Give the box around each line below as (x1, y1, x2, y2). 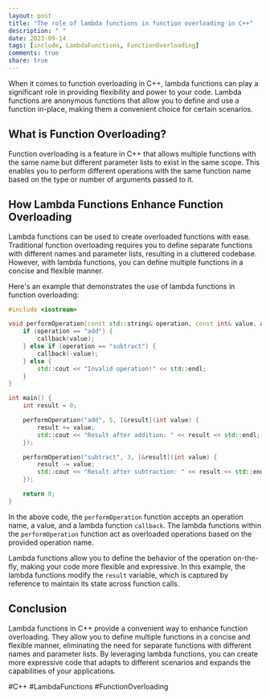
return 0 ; (22, 490, 56, 498)
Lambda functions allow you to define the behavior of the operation (8, 553, 231, 562)
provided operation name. (8, 538, 94, 547)
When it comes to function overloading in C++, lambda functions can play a (8, 78, 259, 88)
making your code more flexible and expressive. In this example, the (19, 562, 246, 571)
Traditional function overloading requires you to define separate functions (8, 240, 253, 250)
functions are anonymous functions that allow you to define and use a (8, 96, 239, 105)
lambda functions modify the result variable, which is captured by (8, 570, 229, 579)
